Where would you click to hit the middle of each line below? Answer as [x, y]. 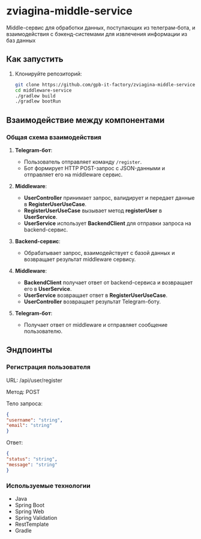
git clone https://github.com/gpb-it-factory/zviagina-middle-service [105, 85]
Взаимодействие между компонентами [85, 120]
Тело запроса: [25, 404]
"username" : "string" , [34, 420]
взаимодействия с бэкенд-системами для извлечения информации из [97, 34]
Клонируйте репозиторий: [48, 74]
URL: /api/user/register [34, 380]
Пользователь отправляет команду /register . [83, 162]
